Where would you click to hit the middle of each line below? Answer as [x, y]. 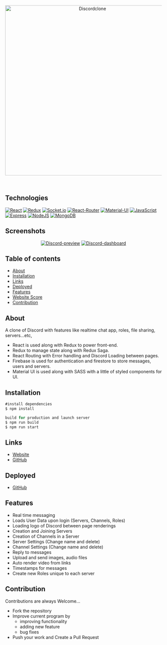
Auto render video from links [42, 563]
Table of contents [33, 259]
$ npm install [20, 409]
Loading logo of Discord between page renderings [64, 525]
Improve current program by [41, 616]
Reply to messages [32, 552]
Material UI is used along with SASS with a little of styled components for [87, 372]
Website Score [27, 297]
